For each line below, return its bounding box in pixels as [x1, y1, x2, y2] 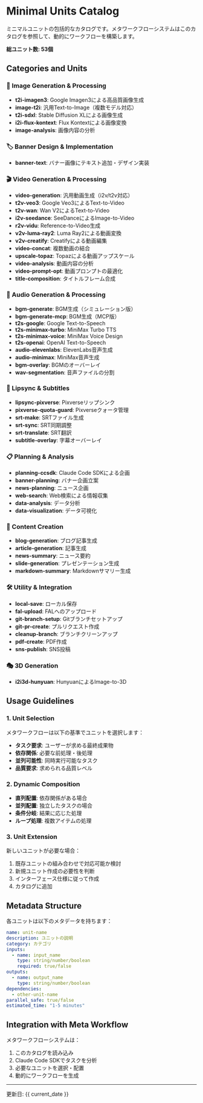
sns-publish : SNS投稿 [14, 645, 71, 652]
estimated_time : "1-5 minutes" [6, 1002, 85, 1009]
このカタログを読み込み [14, 1049, 74, 1056]
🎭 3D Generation [6, 661, 59, 670]
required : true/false [17, 963, 71, 970]
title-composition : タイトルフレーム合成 [14, 275, 116, 282]
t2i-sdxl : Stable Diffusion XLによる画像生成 [14, 111, 123, 119]
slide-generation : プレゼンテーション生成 [14, 560, 120, 567]
